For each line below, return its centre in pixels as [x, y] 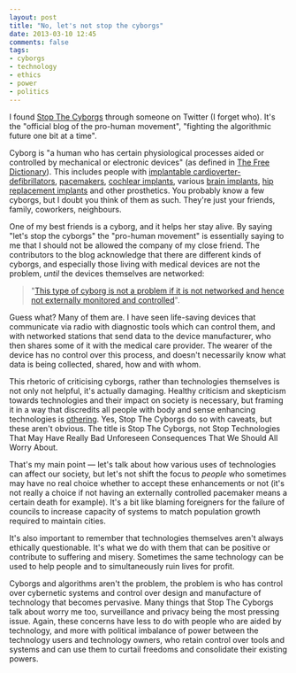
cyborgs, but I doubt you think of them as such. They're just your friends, [142, 199]
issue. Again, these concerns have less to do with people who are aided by [145, 621]
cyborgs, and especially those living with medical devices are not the [135, 264]
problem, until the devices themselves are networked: [107, 273]
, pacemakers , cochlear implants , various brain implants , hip [164, 181]
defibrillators [32, 181]
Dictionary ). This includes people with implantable [100, 171]
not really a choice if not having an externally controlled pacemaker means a [148, 492]
